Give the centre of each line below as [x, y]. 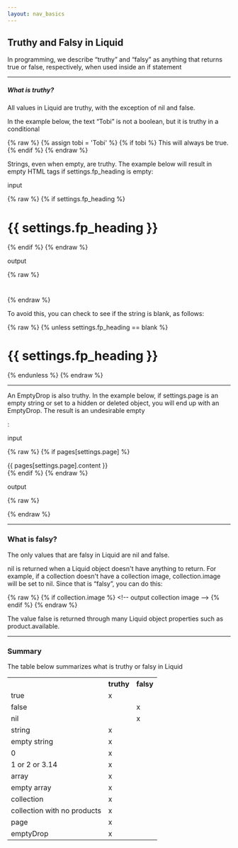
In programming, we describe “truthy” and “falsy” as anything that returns [115, 60]
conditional [24, 129]
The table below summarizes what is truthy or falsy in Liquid [95, 667]
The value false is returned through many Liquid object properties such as [115, 618]
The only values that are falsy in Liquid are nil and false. [89, 555]
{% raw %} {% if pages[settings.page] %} [69, 452]
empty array [31, 788]
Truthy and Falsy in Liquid [66, 43]
